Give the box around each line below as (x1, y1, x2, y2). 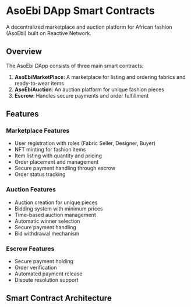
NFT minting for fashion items (14, 146, 86, 153)
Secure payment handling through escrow (14, 165, 115, 172)
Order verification (14, 264, 57, 271)
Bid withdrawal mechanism (14, 230, 80, 237)
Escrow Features (6, 244, 55, 253)
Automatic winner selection (14, 218, 80, 225)
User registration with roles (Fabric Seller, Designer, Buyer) (14, 140, 156, 147)
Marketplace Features (6, 127, 70, 135)
